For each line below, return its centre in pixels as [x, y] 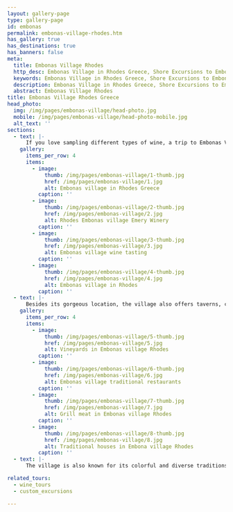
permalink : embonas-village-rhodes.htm [65, 33]
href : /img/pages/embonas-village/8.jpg [103, 440]
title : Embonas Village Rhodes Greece [63, 98]
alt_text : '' [32, 123]
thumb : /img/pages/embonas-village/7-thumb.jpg [114, 401]
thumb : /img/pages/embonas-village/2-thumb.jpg [114, 208]
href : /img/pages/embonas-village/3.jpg [103, 246]
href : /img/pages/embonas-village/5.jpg [103, 343]
